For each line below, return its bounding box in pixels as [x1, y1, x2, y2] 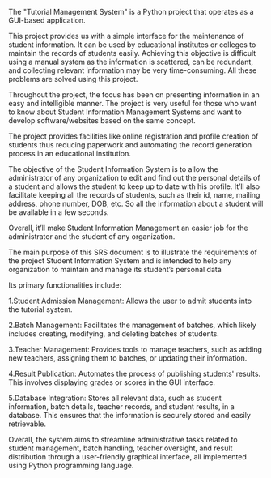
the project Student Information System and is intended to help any [8, 256, 232, 266]
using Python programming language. [8, 461, 134, 470]
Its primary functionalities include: [8, 280, 122, 290]
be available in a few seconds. [8, 207, 109, 217]
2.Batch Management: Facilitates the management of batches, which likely [8, 320, 256, 330]
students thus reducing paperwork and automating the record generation [8, 140, 252, 149]
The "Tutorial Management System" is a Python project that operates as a [8, 7, 254, 16]
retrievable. [8, 419, 47, 429]
